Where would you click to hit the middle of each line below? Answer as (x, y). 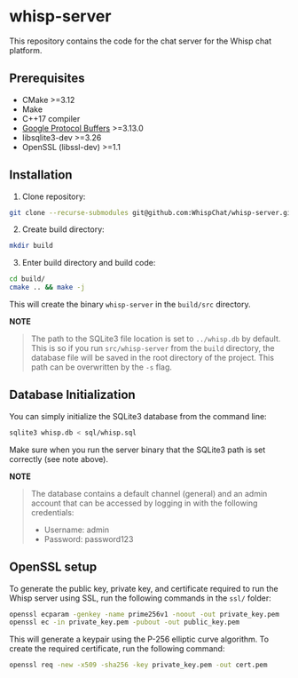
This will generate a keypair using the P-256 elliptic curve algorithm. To (139, 639)
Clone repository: (54, 196)
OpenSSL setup (53, 567)
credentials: (52, 512)
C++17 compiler (51, 118)
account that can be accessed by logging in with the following (144, 503)
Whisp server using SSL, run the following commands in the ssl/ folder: (141, 598)
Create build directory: (63, 229)
